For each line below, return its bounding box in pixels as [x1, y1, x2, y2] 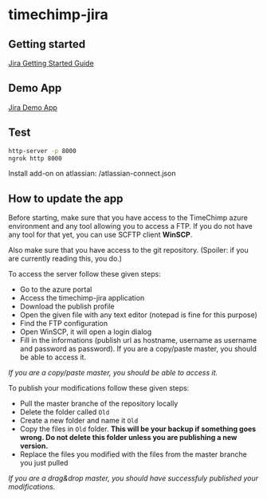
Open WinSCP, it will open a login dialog [19, 327, 152, 336]
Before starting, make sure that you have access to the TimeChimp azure [8, 213, 249, 222]
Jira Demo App [8, 102, 58, 112]
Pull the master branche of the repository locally [19, 399, 179, 408]
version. [19, 441, 49, 451]
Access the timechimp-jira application [19, 293, 145, 303]
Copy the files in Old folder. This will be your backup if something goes [19, 424, 257, 434]
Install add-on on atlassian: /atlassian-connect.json [8, 169, 176, 179]
